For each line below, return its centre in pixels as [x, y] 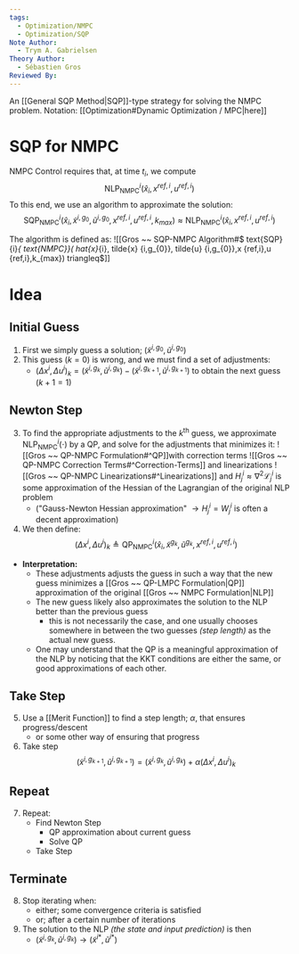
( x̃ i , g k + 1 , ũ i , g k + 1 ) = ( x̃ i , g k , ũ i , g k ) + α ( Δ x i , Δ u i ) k [156, 762]
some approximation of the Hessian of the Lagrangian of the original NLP [156, 488]
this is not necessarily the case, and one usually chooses [153, 621]
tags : [19, 17]
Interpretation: [50, 563]
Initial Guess [44, 327]
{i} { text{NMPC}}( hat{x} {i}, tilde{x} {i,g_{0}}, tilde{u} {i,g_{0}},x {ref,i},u [140, 249]
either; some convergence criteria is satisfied [118, 909]
